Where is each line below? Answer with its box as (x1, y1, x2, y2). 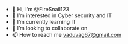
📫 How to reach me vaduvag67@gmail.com (11, 32, 122, 38)
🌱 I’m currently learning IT (11, 18, 76, 25)
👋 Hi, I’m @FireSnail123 (11, 6, 70, 12)
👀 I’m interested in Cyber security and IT (11, 12, 112, 19)
